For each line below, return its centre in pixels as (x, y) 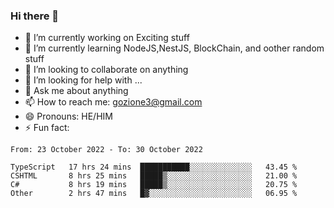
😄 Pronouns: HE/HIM (68, 116)
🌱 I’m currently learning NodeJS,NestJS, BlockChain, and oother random (174, 48)
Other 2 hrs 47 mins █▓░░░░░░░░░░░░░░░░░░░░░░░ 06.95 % (154, 194)
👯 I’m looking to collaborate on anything (106, 70)
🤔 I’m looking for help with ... (83, 80)
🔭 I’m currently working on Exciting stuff (107, 38)
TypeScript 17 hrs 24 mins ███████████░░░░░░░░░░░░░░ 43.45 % (154, 167)
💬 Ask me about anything (76, 91)
